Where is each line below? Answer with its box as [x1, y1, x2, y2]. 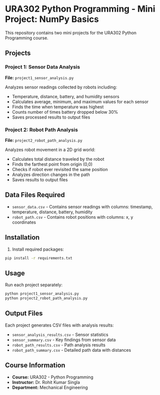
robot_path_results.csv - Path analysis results [12, 342, 106, 348]
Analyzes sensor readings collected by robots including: [5, 84, 117, 90]
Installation [5, 233, 40, 241]
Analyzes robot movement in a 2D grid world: [5, 147, 96, 153]
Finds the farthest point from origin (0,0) [12, 161, 93, 167]
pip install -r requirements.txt [5, 256, 73, 260]
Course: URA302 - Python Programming [12, 374, 94, 380]
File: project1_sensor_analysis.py [5, 74, 74, 81]
